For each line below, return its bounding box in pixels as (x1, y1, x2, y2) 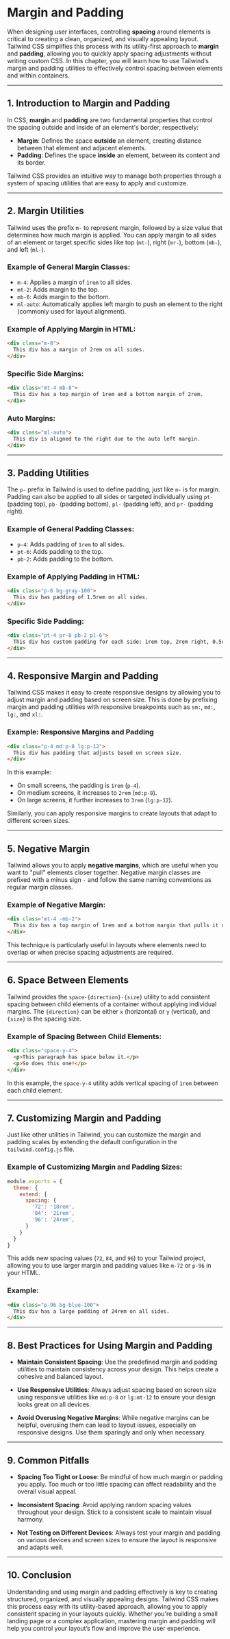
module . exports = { (7, 1178, 63, 1185)
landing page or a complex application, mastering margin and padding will (7, 1616, 216, 1625)
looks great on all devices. (16, 1400, 91, 1408)
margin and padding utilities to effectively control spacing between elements (7, 64, 223, 72)
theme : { (13, 1184, 38, 1192)
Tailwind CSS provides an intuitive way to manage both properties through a (7, 172, 222, 180)
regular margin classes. (7, 883, 73, 892)
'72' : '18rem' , (31, 1203, 75, 1211)
